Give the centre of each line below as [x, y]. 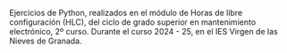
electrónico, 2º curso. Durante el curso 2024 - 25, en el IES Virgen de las [144, 31]
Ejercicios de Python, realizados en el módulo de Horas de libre [126, 13]
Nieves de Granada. [46, 41]
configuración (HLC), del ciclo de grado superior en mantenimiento [133, 22]
